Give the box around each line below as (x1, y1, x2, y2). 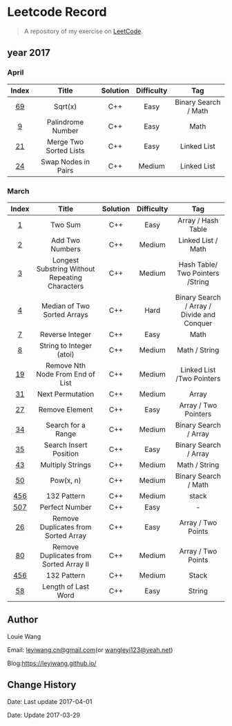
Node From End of (36, 369, 95, 379)
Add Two (51, 236, 81, 245)
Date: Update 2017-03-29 (7, 711, 81, 719)
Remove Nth (46, 361, 86, 370)
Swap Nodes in (40, 157, 90, 166)
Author (7, 614, 38, 626)
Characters (47, 281, 84, 291)
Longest (52, 255, 79, 265)
